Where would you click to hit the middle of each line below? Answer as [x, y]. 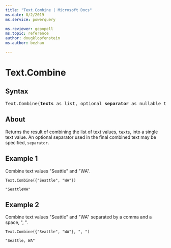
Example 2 [22, 205]
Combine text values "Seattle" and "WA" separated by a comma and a [79, 217]
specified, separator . [27, 142]
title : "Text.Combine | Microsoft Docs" [49, 10]
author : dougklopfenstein [33, 38]
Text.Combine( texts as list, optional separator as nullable [83, 103]
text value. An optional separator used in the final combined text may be [81, 137]
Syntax [17, 92]
